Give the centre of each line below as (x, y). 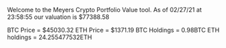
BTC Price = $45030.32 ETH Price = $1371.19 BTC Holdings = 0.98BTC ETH (113, 30)
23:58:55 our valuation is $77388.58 (58, 17)
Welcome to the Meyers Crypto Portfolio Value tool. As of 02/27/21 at (104, 10)
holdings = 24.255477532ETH (50, 37)
